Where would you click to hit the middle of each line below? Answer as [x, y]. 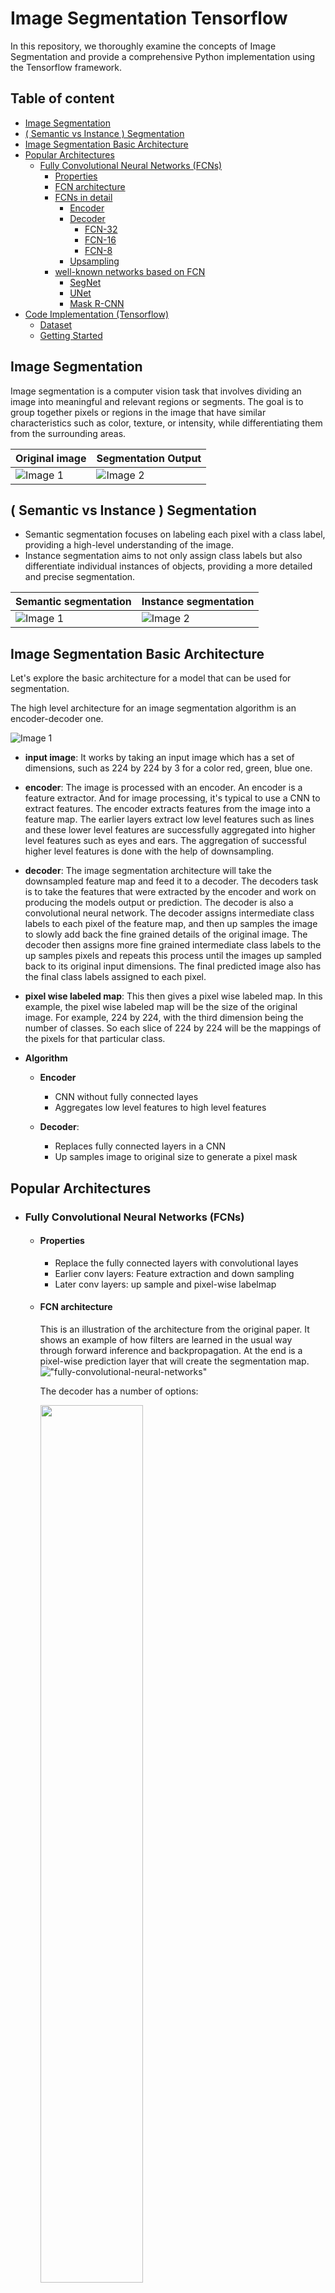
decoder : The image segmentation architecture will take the [148, 871]
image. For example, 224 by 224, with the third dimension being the [164, 1018]
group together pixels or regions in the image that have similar [138, 412]
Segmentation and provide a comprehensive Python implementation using [163, 56]
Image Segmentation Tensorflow [149, 18]
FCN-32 [101, 229]
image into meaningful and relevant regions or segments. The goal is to [157, 401]
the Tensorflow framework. [66, 67]
